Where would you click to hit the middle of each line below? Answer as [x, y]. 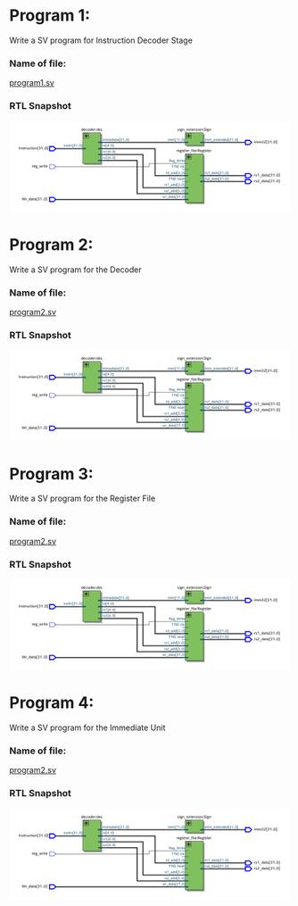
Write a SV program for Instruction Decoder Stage [101, 40]
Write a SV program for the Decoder [75, 270]
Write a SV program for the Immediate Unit [87, 727]
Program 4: [52, 703]
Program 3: [51, 474]
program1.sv [32, 83]
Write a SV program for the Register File [83, 499]
